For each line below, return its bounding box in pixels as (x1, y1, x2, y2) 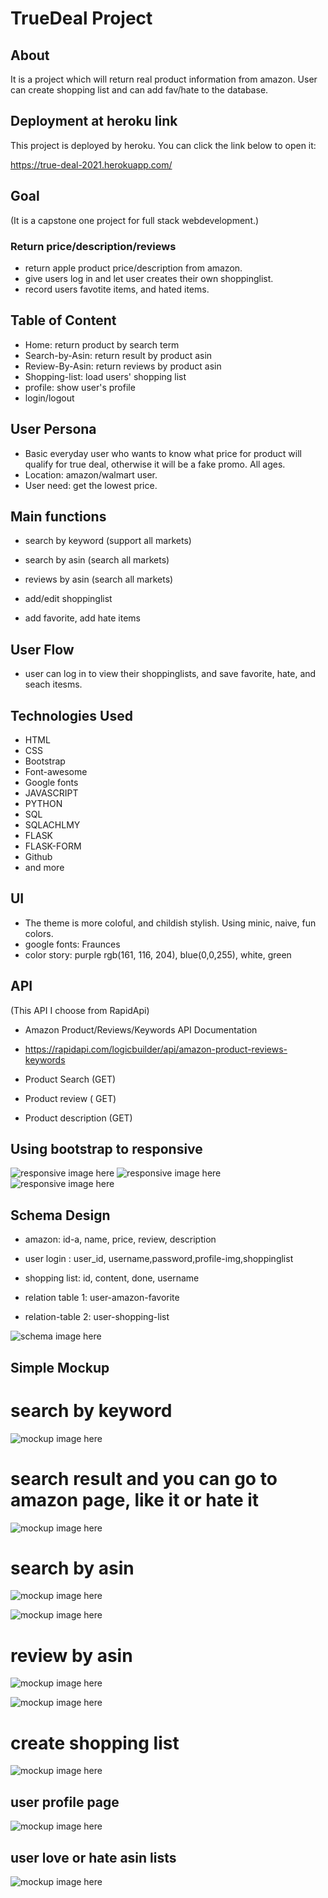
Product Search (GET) (24, 1073, 117, 1085)
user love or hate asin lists (10, 1849, 177, 1866)
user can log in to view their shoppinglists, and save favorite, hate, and (24, 668, 317, 680)
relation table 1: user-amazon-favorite (24, 1292, 180, 1304)
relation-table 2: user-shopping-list (24, 1311, 170, 1323)
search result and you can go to (10, 1467, 278, 1490)
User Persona (10, 421, 97, 438)
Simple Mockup (10, 1359, 110, 1376)
